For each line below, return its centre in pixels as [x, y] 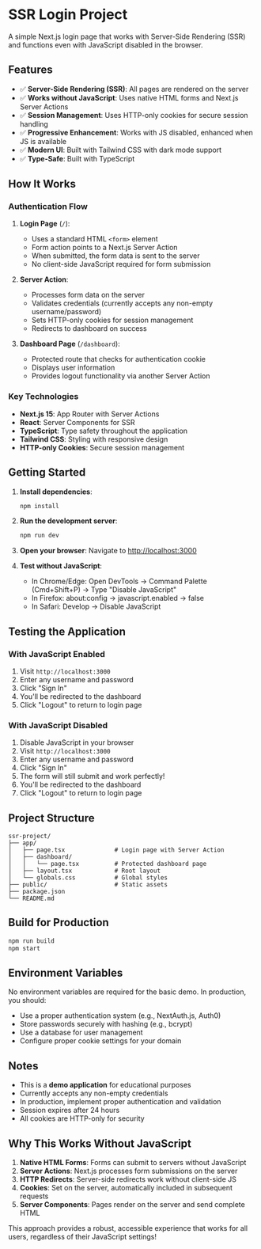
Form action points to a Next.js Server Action [104, 248]
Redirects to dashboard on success [89, 328]
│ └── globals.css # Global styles [88, 878]
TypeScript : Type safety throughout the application [104, 431]
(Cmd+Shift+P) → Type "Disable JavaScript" [104, 590]
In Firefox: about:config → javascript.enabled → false [117, 598]
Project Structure [51, 818]
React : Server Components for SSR [78, 422]
